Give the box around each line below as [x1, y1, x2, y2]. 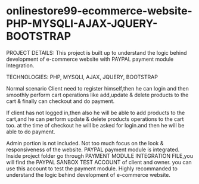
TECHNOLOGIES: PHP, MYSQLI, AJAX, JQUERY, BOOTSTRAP [6, 73, 158, 80]
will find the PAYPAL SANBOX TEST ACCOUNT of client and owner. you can [6, 158, 192, 166]
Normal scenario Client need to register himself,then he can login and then [6, 85, 189, 92]
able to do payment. [6, 128, 55, 135]
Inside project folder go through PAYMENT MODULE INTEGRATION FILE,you [6, 152, 194, 159]
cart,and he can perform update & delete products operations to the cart [6, 115, 184, 123]
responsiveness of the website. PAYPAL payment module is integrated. [6, 146, 180, 153]
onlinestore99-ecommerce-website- [6, 4, 192, 18]
